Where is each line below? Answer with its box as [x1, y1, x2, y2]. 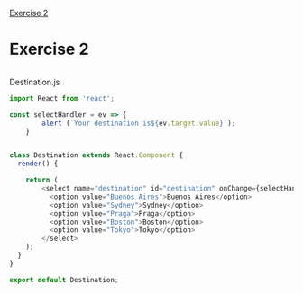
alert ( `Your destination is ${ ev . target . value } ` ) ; [41, 119, 236, 128]
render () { [17, 159, 59, 169]
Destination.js [9, 76, 60, 87]
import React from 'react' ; [9, 93, 115, 102]
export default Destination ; [9, 275, 119, 284]
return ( [25, 175, 59, 185]
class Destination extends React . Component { [9, 151, 183, 160]
